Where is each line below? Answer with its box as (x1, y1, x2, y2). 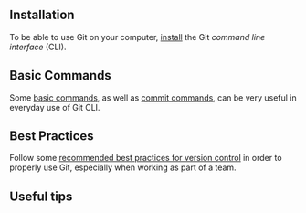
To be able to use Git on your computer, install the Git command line (9, 31, 266, 42)
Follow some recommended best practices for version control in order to (9, 153, 282, 164)
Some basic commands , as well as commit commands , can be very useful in (9, 91, 297, 103)
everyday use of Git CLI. (9, 101, 100, 112)
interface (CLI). (9, 41, 67, 52)
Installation (9, 7, 75, 23)
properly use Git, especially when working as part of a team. (9, 162, 237, 173)
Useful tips (9, 188, 73, 204)
